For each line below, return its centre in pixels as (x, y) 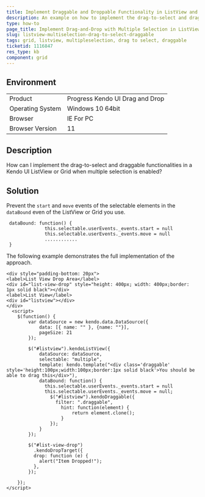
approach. (19, 263)
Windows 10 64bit (93, 109)
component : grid (27, 58)
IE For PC (80, 119)
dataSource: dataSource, (70, 354)
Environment (31, 82)
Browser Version (33, 129)
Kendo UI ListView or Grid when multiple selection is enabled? (84, 171)
